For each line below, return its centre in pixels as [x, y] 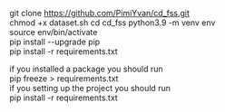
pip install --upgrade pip [55, 42]
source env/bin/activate [54, 32]
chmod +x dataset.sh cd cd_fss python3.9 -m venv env [112, 23]
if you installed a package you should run [86, 69]
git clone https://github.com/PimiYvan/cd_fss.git [100, 13]
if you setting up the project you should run [90, 88]
